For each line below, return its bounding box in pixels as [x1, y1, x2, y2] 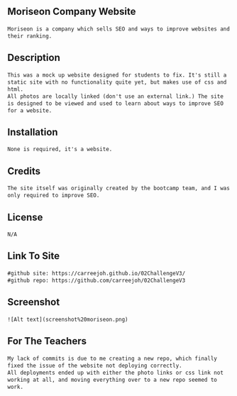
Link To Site [7, 250, 60, 262]
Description [7, 52, 60, 64]
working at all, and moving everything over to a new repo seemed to [7, 376, 218, 383]
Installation [7, 126, 58, 138]
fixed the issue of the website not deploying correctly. [7, 362, 182, 369]
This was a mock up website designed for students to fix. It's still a [7, 71, 227, 79]
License [7, 211, 43, 223]
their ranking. [7, 32, 53, 40]
